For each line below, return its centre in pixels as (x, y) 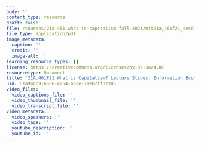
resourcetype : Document (36, 73)
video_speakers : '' (36, 117)
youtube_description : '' (42, 128)
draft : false (22, 23)
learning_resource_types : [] (42, 61)
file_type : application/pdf (41, 34)
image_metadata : (26, 39)
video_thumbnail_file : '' (44, 100)
